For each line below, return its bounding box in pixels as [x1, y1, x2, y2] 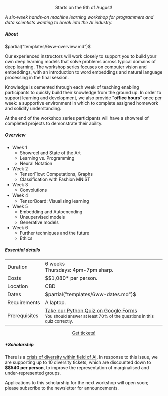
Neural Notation [19, 160, 53, 166]
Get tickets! [72, 330, 96, 336]
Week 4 [12, 192, 28, 199]
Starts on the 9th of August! [55, 5, 113, 10]
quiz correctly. [44, 318, 73, 324]
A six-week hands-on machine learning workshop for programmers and [5, 14, 154, 20]
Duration [7, 263, 28, 270]
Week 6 [12, 224, 28, 230]
